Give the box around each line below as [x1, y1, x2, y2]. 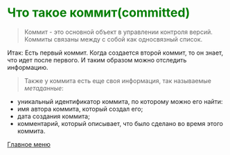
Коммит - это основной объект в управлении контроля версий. [24, 28, 213, 36]
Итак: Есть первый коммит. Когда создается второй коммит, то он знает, [7, 48, 224, 57]
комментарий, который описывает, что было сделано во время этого [17, 119, 224, 127]
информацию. [7, 63, 48, 71]
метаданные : [24, 84, 64, 92]
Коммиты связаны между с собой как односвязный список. [24, 35, 203, 43]
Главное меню [7, 140, 51, 148]
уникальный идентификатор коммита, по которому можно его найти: [17, 97, 223, 105]
